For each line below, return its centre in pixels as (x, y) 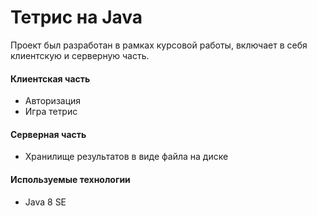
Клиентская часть (50, 78)
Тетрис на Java (76, 17)
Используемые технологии (70, 179)
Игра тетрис (51, 112)
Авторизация (53, 101)
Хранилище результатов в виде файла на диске (126, 157)
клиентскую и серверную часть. (80, 55)
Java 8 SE (45, 202)
